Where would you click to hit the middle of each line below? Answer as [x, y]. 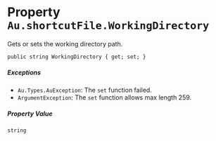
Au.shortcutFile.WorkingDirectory [108, 26]
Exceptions [24, 72]
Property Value [30, 114]
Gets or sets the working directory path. [65, 43]
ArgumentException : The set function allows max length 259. [104, 97]
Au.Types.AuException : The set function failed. [85, 90]
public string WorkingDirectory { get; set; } [77, 57]
